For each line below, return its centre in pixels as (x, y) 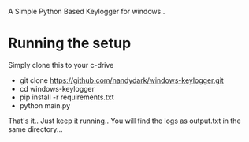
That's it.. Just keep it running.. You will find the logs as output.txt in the (125, 121)
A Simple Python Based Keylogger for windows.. (87, 11)
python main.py (45, 105)
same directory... (35, 129)
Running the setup (70, 43)
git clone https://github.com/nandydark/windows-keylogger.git (122, 80)
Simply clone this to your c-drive (61, 65)
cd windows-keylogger (57, 88)
